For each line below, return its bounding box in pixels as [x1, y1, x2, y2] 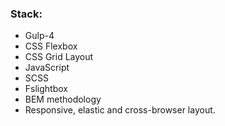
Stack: [10, 7, 43, 21]
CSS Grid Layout [24, 51, 94, 63]
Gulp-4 [24, 30, 55, 42]
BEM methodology [24, 93, 102, 106]
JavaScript [24, 62, 70, 74]
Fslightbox [24, 83, 68, 95]
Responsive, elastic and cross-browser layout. [24, 104, 216, 116]
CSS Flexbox [24, 40, 78, 52]
